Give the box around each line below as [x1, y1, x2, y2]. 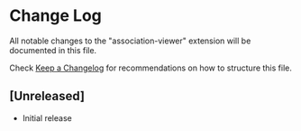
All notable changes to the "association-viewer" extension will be [9, 35, 251, 46]
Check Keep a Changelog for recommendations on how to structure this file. [9, 62, 293, 73]
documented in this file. [9, 44, 97, 55]
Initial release [22, 112, 72, 123]
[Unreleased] [9, 89, 86, 104]
